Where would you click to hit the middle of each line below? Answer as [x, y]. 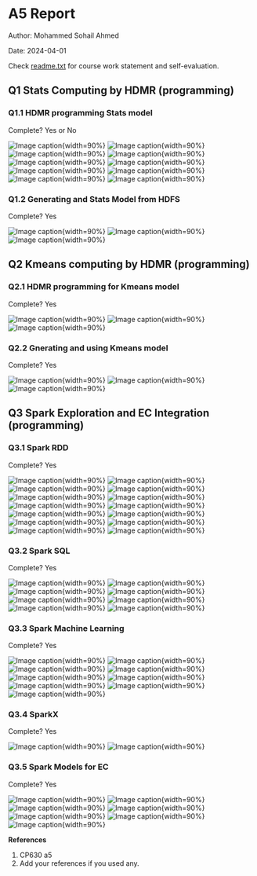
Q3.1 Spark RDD [38, 448]
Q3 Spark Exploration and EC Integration [109, 413]
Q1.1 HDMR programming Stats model [80, 113]
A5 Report [42, 14]
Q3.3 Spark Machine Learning [66, 628]
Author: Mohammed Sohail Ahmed [63, 35]
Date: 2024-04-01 [37, 50]
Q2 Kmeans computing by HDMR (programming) [129, 264]
